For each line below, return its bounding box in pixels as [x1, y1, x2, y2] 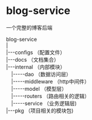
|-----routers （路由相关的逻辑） [11, 92, 90, 100]
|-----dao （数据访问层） [11, 70, 71, 77]
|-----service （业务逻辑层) [11, 100, 77, 107]
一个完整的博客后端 [6, 24, 53, 31]
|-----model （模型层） [11, 85, 67, 92]
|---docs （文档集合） [6, 56, 60, 63]
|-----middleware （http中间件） [11, 77, 90, 85]
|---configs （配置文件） [6, 48, 66, 56]
